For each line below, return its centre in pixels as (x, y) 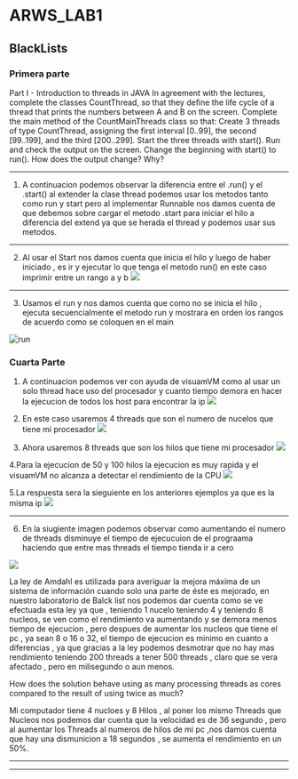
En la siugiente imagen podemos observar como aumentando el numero (154, 529)
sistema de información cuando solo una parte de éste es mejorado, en (139, 591)
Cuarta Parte (37, 362)
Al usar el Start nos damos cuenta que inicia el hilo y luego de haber (146, 257)
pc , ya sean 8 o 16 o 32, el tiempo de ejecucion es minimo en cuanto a (139, 638)
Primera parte (39, 74)
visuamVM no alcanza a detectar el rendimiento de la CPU (115, 476)
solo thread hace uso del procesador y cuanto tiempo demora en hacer (152, 391)
